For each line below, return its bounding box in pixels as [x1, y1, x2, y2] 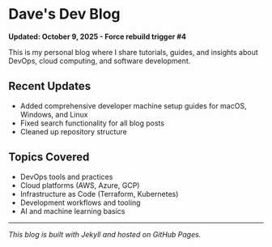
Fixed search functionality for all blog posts [19, 118, 164, 128]
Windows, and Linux [19, 109, 88, 119]
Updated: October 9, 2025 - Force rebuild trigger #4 [8, 32, 187, 41]
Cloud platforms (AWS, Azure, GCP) [19, 180, 140, 190]
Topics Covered [8, 151, 90, 164]
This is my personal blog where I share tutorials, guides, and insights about [8, 47, 259, 57]
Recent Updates [8, 79, 91, 93]
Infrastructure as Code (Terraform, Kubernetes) [19, 189, 179, 198]
